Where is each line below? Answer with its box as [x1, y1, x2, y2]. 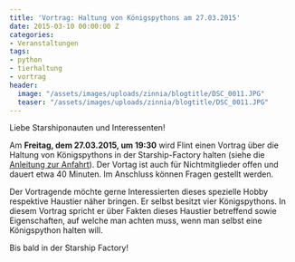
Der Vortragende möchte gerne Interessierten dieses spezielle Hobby [9, 187, 269, 198]
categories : [9, 30, 54, 39]
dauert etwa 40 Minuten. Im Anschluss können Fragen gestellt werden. [9, 169, 274, 180]
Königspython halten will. [9, 225, 103, 236]
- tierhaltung [9, 64, 63, 73]
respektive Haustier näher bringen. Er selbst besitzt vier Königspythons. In [9, 196, 287, 207]
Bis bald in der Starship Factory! [9, 242, 129, 254]
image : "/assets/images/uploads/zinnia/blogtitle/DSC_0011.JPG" [17, 89, 265, 98]
